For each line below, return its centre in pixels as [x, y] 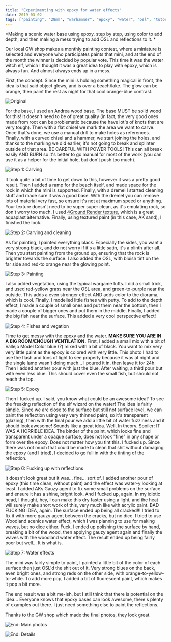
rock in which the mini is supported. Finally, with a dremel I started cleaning [84, 190]
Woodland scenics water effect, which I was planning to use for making [80, 521]
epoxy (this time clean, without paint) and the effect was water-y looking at [84, 483]
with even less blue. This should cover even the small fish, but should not [82, 374]
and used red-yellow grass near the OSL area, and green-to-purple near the [85, 289]
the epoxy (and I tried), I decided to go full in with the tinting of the [75, 453]
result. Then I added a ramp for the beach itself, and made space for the [81, 185]
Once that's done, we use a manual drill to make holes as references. [78, 133]
